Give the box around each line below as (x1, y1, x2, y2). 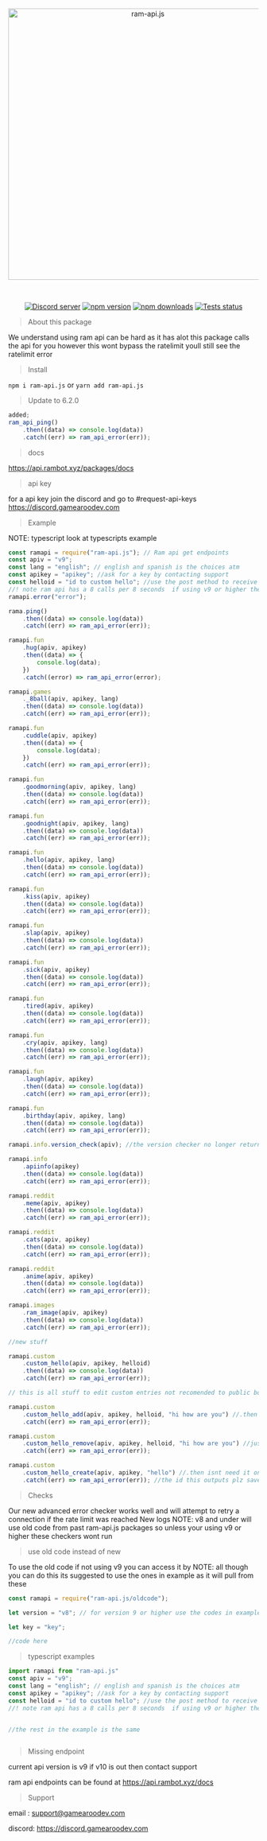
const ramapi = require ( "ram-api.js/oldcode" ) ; (8, 1594, 169, 1602)
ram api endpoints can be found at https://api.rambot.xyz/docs (8, 1777, 214, 1787)
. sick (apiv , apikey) (22, 965, 91, 973)
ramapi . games (8, 688, 52, 696)
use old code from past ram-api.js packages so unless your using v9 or (8, 1523, 242, 1532)
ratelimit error (8, 350, 53, 359)
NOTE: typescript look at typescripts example (8, 533, 157, 542)
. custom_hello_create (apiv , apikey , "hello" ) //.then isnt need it (22, 1469, 250, 1477)
